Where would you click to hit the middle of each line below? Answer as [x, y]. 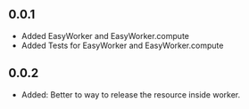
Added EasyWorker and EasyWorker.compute [105, 35]
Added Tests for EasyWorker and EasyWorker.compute [122, 45]
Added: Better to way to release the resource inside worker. [131, 94]
